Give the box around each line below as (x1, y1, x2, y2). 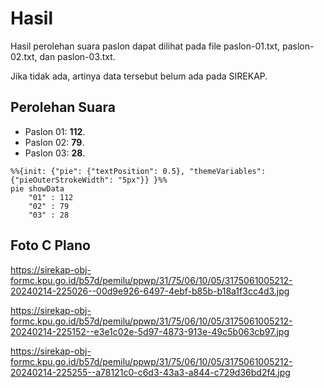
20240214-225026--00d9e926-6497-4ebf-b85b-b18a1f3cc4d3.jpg (10, 285, 290, 297)
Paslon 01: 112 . (24, 125, 86, 137)
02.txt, (10, 50, 38, 62)
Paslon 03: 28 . (24, 147, 86, 159)
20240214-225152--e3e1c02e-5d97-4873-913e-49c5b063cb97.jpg (10, 325, 290, 337)
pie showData (10, 183, 65, 194)
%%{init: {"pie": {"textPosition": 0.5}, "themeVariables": (10, 166, 267, 176)
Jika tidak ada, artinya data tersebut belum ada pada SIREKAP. (10, 70, 268, 82)
